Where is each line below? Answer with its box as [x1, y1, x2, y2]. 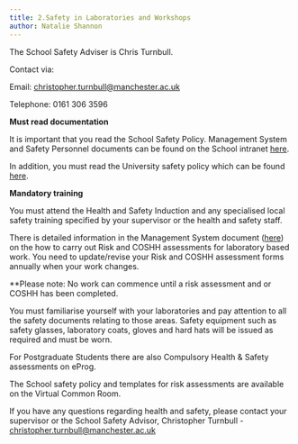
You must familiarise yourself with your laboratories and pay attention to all [9, 305, 287, 316]
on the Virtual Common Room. [9, 388, 122, 399]
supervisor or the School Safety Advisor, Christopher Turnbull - [9, 415, 245, 426]
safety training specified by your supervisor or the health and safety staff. [9, 214, 283, 225]
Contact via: [9, 64, 55, 75]
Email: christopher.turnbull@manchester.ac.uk [9, 81, 180, 92]
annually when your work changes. [9, 260, 140, 271]
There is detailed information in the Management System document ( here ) [9, 231, 284, 243]
